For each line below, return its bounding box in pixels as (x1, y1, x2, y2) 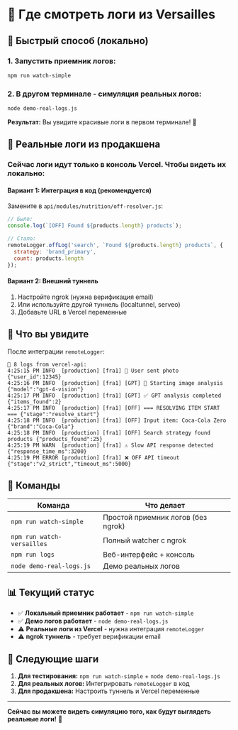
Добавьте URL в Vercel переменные (17, 307, 127, 316)
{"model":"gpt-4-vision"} (7, 386, 84, 393)
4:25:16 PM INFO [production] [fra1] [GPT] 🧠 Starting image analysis (7, 379, 223, 386)
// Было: (7, 216, 33, 223)
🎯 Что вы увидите (7, 328, 89, 340)
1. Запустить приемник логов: (7, 56, 116, 66)
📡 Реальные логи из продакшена (7, 138, 161, 151)
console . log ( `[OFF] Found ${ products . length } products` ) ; (7, 222, 182, 229)
